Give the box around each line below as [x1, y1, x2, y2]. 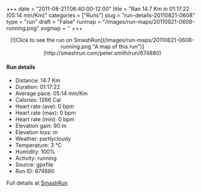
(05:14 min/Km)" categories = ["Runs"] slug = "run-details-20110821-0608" [6, 12, 196, 19]
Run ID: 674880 [15, 168, 55, 175]
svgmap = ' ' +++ [40, 24, 83, 32]
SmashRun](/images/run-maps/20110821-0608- [74, 37, 195, 43]
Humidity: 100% [15, 148, 55, 155]
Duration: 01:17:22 [15, 84, 60, 91]
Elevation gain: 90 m [15, 122, 67, 130]
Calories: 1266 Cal [15, 96, 62, 104]
